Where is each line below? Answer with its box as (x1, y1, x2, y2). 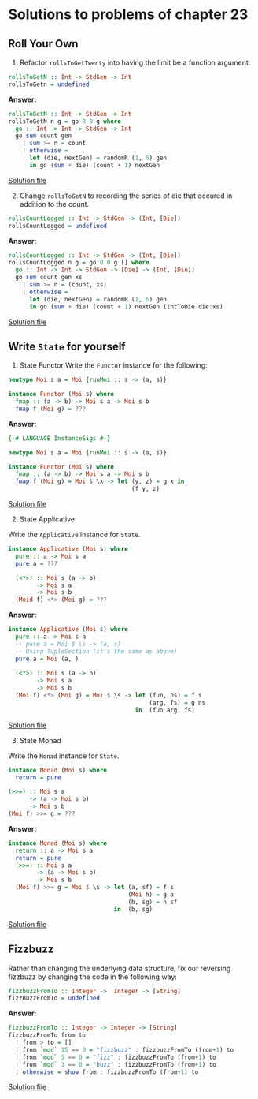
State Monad (19, 735, 61, 745)
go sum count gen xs (15, 274, 83, 282)
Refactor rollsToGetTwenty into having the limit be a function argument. (19, 58, 251, 67)
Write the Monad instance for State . (8, 751, 120, 761)
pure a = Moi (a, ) (15, 655, 79, 663)
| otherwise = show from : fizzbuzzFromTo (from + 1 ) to (15, 1067, 199, 1076)
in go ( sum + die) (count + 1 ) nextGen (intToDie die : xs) (28, 302, 223, 311)
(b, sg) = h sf (127, 898, 178, 906)
